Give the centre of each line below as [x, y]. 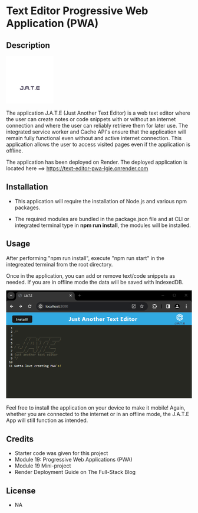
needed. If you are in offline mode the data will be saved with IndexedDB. [95, 282]
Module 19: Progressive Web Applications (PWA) [73, 460]
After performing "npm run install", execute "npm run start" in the [85, 258]
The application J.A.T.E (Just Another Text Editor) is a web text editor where [98, 113]
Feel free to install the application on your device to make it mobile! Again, [96, 408]
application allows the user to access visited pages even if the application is [98, 144]
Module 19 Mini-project [43, 466]
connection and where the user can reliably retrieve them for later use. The [97, 126]
